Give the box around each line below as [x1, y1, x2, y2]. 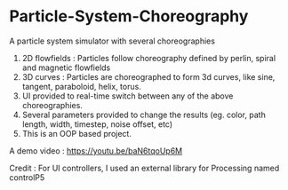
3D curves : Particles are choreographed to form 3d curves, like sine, [21, 71, 276, 82]
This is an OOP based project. [21, 128, 132, 139]
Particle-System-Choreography [9, 6, 249, 27]
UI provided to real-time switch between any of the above [21, 91, 234, 101]
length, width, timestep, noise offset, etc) [21, 118, 173, 130]
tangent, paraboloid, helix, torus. [21, 81, 142, 91]
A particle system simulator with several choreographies [9, 36, 216, 46]
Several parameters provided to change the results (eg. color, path [21, 109, 267, 120]
